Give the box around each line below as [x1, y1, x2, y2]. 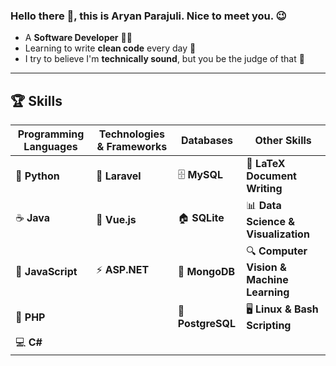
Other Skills [254, 134, 312, 148]
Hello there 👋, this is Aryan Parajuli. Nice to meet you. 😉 [10, 9, 287, 23]
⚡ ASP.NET [95, 263, 150, 277]
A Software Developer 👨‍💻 [24, 32, 133, 44]
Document [246, 169, 297, 183]
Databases [180, 134, 233, 148]
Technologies [98, 127, 165, 141]
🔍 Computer [246, 244, 308, 258]
